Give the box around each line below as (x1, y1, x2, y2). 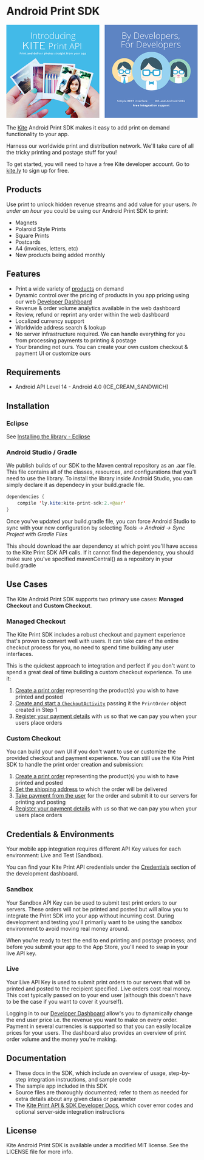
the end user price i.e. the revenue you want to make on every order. (6, 1016, 178, 1023)
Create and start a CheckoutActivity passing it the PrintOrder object (15, 700, 186, 707)
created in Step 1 (15, 706, 58, 714)
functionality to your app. (6, 130, 69, 137)
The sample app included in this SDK (15, 1082, 107, 1089)
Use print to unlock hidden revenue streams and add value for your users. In (6, 201, 197, 208)
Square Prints (15, 232, 50, 239)
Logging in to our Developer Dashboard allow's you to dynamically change (6, 1009, 193, 1017)
